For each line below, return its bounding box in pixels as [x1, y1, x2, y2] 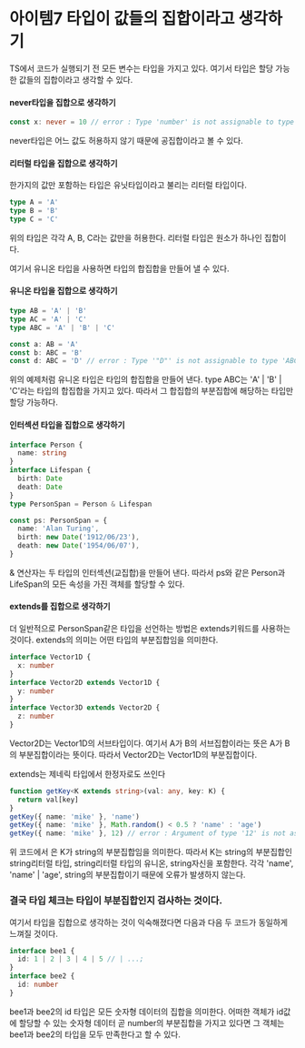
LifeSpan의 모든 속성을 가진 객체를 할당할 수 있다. [9, 579, 185, 589]
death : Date [17, 482, 64, 491]
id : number [17, 980, 59, 989]
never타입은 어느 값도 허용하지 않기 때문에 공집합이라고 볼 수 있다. [9, 136, 243, 146]
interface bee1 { [9, 946, 75, 955]
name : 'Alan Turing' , [17, 524, 100, 533]
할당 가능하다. [9, 397, 59, 408]
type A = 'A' [9, 197, 59, 207]
